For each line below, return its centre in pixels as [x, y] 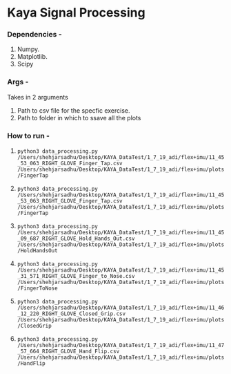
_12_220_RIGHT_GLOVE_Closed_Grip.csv [71, 314]
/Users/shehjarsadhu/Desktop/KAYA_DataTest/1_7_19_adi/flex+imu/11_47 [121, 346]
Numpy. [28, 49]
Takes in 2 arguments [38, 97]
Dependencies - [34, 35]
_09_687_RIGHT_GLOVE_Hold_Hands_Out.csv [76, 239]
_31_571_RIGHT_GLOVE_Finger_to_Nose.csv [76, 277]
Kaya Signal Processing [77, 13]
